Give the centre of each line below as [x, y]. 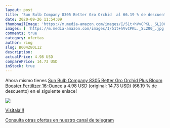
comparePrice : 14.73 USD [31, 61]
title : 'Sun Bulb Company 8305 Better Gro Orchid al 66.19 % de [75, 15]
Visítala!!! [15, 110]
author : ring [19, 43]
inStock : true [20, 66]
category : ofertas [25, 38]
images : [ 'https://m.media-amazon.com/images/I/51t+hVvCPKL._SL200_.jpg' [86, 29]
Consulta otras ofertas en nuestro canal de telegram [60, 120]
